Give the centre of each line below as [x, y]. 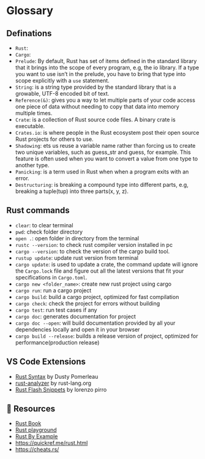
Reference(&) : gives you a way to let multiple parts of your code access [105, 100]
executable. [30, 126]
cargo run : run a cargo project [53, 290]
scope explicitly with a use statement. [62, 81]
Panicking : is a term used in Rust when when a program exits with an [102, 172]
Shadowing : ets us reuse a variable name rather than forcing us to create [105, 146]
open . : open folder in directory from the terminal [77, 238]
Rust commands [38, 211]
